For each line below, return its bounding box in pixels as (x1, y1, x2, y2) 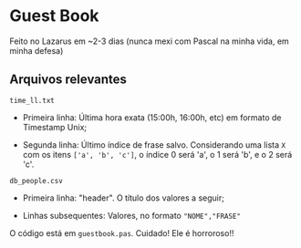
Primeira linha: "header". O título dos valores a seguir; (22, 192, 225, 203)
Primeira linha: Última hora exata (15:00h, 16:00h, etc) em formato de (22, 111, 282, 123)
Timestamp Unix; (22, 121, 88, 132)
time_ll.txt (9, 96, 55, 105)
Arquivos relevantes (9, 72, 128, 88)
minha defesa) (9, 45, 64, 56)
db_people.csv (9, 176, 64, 185)
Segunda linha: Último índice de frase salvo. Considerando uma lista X (22, 139, 285, 150)
